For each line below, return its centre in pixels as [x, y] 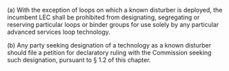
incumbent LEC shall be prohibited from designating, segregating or [103, 17]
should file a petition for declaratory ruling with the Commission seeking [109, 52]
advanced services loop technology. [59, 32]
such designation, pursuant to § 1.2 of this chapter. [79, 60]
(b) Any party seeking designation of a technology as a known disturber [109, 45]
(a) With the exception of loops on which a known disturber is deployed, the [115, 10]
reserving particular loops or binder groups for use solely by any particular [113, 24]
